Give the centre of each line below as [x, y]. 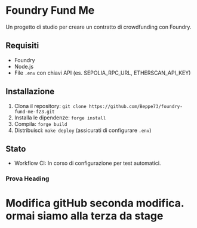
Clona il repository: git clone [50, 106]
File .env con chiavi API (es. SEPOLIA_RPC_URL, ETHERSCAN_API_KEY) [102, 73]
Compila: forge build [41, 124]
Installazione [30, 92]
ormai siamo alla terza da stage [84, 216]
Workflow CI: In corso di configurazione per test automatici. [87, 163]
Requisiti [22, 46]
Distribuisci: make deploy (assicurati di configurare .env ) [83, 130]
